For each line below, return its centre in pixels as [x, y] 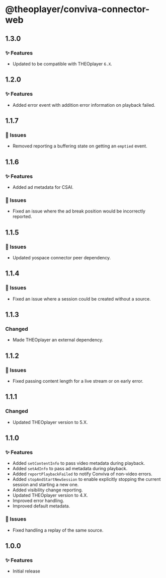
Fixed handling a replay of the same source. [58, 530]
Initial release [26, 571]
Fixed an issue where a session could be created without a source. [81, 299]
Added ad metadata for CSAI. [43, 187]
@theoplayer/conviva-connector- [77, 9]
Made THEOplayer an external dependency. [58, 340]
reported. [22, 216]
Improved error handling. [38, 501]
